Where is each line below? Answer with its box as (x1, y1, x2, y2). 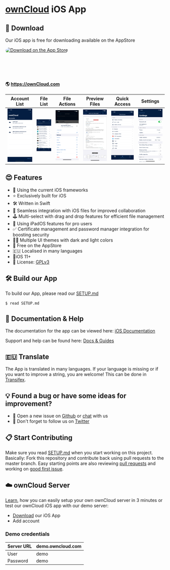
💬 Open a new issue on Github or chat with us (12, 413, 108, 419)
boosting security (12, 231, 50, 238)
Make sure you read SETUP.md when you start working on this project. (5, 449, 153, 455)
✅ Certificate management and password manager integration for (12, 226, 150, 232)
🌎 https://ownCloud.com (5, 81, 60, 87)
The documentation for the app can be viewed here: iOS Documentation (5, 328, 155, 334)
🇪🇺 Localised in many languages (12, 248, 82, 254)
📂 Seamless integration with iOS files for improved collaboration (12, 207, 146, 214)
